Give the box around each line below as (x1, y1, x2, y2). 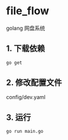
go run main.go (6, 129, 44, 135)
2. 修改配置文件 (6, 78, 62, 88)
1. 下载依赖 (6, 43, 46, 54)
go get (6, 59, 22, 66)
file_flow (6, 4, 49, 18)
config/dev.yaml (6, 94, 46, 101)
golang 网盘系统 (6, 24, 46, 31)
